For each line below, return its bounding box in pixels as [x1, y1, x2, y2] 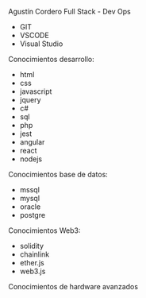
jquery [19, 95, 41, 104]
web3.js [19, 266, 46, 276]
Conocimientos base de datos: [8, 170, 109, 179]
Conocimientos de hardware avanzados [8, 282, 139, 291]
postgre [19, 211, 46, 219]
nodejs [19, 154, 42, 164]
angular [19, 137, 45, 146]
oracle [19, 202, 41, 211]
